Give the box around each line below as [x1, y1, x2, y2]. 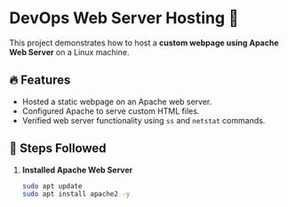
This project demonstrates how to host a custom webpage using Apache [9, 37, 279, 48]
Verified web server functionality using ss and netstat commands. [21, 115, 266, 125]
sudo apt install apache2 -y [21, 190, 131, 199]
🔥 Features [9, 73, 71, 88]
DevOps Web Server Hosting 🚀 [9, 8, 239, 28]
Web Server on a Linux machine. [9, 46, 130, 57]
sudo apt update [21, 181, 83, 190]
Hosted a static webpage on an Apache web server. [21, 96, 212, 107]
